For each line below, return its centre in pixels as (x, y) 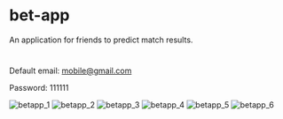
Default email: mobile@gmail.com (71, 71)
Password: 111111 (39, 88)
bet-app (39, 15)
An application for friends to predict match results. (101, 40)
